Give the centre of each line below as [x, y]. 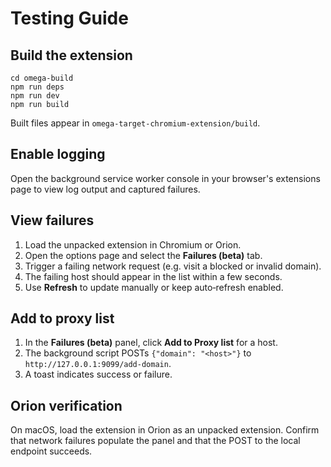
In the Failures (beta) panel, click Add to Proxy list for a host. [151, 343]
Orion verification [66, 405]
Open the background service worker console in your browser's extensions [165, 178]
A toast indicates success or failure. [98, 374]
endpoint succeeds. [51, 451]
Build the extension [71, 55]
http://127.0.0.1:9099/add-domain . [98, 364]
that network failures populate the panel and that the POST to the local [155, 441]
